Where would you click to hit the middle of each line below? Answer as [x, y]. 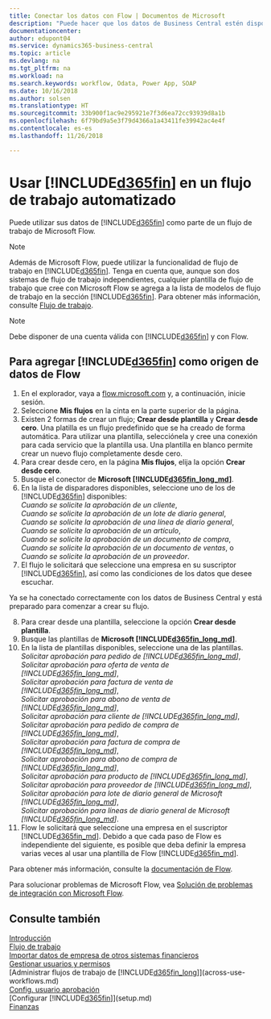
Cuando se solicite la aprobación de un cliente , [99, 505]
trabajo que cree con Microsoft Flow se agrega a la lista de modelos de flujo [135, 288]
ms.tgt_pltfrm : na [40, 69]
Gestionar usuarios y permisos [60, 964]
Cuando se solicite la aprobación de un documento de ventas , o [127, 548]
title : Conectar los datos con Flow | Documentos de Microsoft [117, 16]
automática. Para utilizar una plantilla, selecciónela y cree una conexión [139, 436]
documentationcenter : [45, 31]
